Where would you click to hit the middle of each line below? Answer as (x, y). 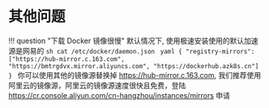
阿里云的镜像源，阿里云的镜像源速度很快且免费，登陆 (97, 85)
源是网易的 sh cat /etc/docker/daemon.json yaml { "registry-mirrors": (132, 50)
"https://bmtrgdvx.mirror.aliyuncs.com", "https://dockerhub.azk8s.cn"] (134, 66)
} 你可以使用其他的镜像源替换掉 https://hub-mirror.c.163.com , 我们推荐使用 (135, 75)
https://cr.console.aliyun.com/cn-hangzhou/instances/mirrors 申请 (120, 95)
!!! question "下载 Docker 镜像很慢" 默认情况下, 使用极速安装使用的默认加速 (134, 41)
